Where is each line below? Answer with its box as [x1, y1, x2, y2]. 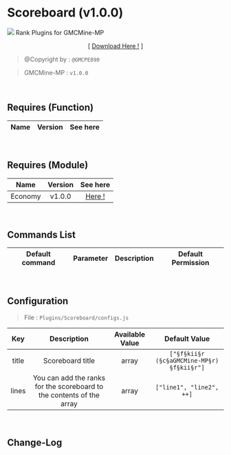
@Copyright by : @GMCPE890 [23, 55, 100, 63]
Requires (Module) [7, 160, 89, 171]
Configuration [7, 295, 69, 307]
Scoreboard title [43, 356, 95, 366]
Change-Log [7, 436, 63, 448]
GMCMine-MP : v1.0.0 [23, 68, 89, 76]
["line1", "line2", [155, 383, 219, 392]
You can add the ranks [32, 373, 105, 383]
